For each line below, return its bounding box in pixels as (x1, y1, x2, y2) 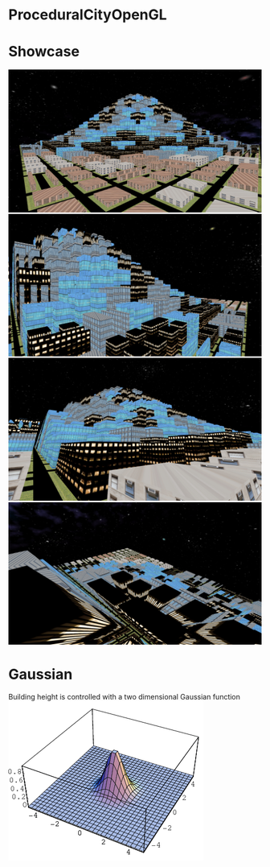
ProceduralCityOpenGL (8, 6, 167, 24)
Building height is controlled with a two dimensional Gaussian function (8, 692, 241, 702)
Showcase (8, 43, 80, 61)
